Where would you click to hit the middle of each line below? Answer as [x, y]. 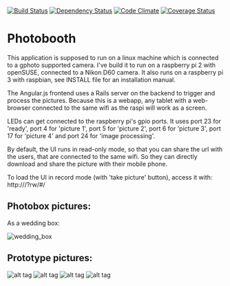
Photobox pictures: [49, 206]
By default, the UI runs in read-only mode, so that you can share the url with [115, 149]
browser [19, 108]
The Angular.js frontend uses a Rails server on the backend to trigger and [111, 93]
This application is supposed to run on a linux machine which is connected [113, 57]
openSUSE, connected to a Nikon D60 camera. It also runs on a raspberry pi [115, 72]
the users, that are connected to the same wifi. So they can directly [102, 156]
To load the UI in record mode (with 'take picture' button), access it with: [110, 177]
